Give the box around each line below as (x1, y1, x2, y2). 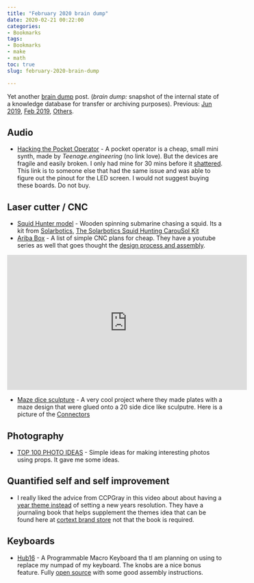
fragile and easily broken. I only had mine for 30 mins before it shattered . (16, 159, 223, 168)
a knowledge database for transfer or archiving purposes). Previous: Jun (7, 99, 212, 108)
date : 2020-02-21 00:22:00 (7, 16, 84, 23)
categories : (7, 23, 41, 29)
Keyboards (7, 536, 55, 547)
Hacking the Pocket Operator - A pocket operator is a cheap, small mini (16, 145, 219, 153)
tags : (7, 36, 23, 43)
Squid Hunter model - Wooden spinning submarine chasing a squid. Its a (16, 219, 223, 228)
